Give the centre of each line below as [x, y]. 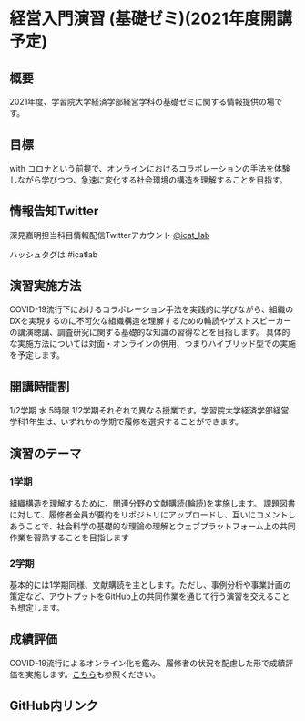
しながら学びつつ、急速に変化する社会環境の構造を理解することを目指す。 [149, 180]
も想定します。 [37, 608]
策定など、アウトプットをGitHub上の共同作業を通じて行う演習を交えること [150, 596]
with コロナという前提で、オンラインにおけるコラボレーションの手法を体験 [150, 168]
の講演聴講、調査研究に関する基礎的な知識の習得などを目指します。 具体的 [150, 332]
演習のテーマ [46, 453]
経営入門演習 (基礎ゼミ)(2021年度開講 [151, 19]
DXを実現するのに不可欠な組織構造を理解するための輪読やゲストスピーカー [151, 321]
